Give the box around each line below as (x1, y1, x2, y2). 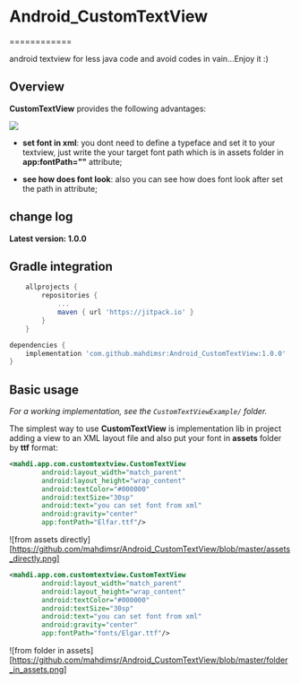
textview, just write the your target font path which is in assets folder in (21, 146, 284, 158)
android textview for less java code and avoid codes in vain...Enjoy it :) (9, 53, 269, 64)
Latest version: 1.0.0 (9, 233, 87, 244)
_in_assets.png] (9, 664, 67, 675)
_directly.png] (9, 553, 60, 564)
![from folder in (9, 645, 65, 656)
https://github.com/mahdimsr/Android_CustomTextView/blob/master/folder (12, 654, 288, 665)
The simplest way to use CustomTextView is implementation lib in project (9, 423, 282, 434)
